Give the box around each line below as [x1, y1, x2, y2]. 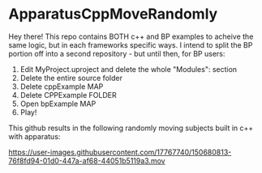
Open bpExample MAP [19, 99, 97, 108]
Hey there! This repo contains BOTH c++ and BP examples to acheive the [8, 32, 254, 41]
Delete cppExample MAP [19, 82, 104, 91]
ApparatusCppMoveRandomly [8, 5, 218, 23]
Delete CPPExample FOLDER [19, 90, 117, 99]
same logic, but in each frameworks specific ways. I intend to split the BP [8, 40, 253, 49]
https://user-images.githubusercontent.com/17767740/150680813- [8, 147, 232, 157]
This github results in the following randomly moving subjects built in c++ [8, 123, 254, 133]
